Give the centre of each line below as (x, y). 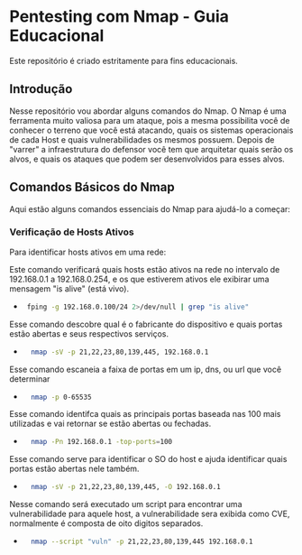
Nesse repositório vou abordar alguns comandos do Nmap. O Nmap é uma (148, 111)
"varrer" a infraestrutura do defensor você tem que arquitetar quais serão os (151, 149)
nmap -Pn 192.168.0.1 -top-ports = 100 (102, 442)
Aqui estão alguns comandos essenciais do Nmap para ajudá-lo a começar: (150, 208)
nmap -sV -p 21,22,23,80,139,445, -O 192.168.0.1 (126, 487)
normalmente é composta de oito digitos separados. (106, 523)
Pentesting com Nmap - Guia (119, 17)
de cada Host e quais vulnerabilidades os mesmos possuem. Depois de (142, 139)
